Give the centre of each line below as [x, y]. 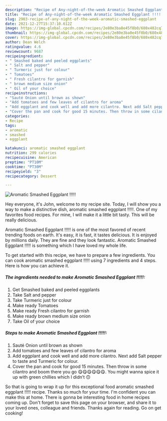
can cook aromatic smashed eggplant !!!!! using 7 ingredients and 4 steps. [81, 261]
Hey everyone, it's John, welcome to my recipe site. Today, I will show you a [83, 204]
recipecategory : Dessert [31, 176]
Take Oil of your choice [36, 321]
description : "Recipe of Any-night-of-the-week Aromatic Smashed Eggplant [84, 10]
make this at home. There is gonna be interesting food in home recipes [78, 397]
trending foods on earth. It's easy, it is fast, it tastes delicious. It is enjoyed [81, 235]
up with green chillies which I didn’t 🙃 [51, 377]
